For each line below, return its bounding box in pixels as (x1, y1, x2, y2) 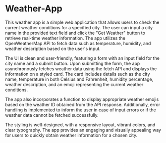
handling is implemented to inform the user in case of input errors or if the (5, 107, 156, 113)
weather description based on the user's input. (5, 46, 101, 51)
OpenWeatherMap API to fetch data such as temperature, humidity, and (5, 40, 151, 46)
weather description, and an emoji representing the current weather (5, 81, 144, 87)
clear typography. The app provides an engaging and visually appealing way (5, 127, 161, 133)
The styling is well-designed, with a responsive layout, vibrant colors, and (5, 122, 156, 128)
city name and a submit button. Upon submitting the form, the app (5, 60, 140, 66)
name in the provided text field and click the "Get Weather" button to (5, 30, 145, 36)
